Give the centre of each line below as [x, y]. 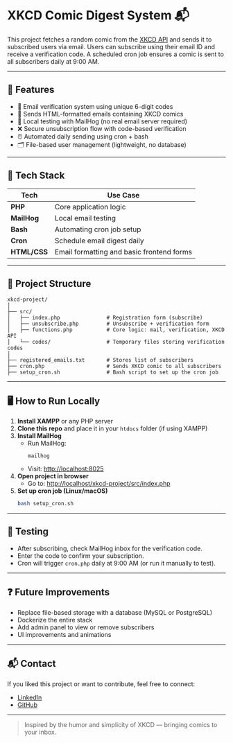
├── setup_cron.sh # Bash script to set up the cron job [113, 373]
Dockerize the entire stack [55, 620]
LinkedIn [29, 697]
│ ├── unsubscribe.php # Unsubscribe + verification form [108, 324]
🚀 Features [31, 90]
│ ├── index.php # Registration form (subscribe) [105, 318]
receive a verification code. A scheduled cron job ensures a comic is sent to [115, 54]
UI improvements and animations [64, 634]
